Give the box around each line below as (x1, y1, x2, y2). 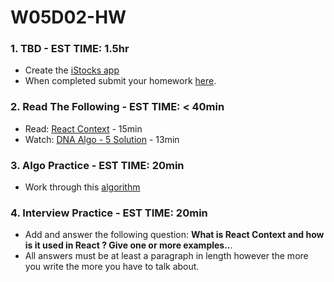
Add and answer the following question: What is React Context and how (24, 229, 325, 241)
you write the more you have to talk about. (24, 261, 200, 273)
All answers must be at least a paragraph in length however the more (24, 250, 309, 262)
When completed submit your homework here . (24, 75, 217, 87)
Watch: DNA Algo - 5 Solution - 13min (24, 133, 180, 145)
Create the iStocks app (24, 64, 120, 76)
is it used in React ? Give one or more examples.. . (24, 239, 233, 251)
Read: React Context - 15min (24, 122, 143, 135)
